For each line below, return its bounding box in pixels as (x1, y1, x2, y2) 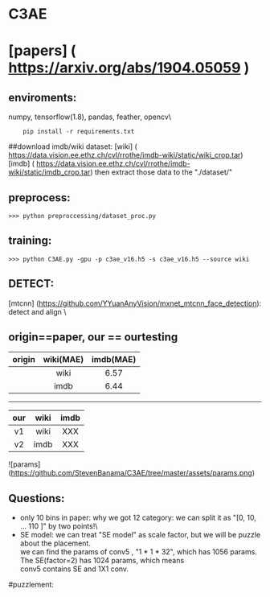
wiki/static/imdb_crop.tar (8, 167, 91, 177)
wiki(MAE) (43, 354, 84, 365)
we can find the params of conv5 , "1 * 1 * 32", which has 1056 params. (19, 547, 257, 557)
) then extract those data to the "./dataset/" (89, 167, 233, 177)
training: (8, 234, 52, 248)
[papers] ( (8, 42, 76, 60)
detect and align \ (8, 307, 67, 316)
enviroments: (8, 90, 77, 105)
